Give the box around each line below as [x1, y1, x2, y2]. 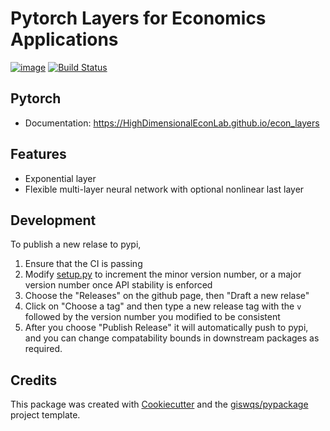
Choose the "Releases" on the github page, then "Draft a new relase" [24, 290, 310, 302]
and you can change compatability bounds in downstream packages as [24, 332, 320, 344]
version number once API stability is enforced [24, 279, 213, 291]
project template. [10, 409, 81, 421]
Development [10, 212, 97, 229]
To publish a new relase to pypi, [10, 238, 142, 251]
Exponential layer [24, 172, 97, 184]
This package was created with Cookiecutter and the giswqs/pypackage [10, 398, 309, 411]
